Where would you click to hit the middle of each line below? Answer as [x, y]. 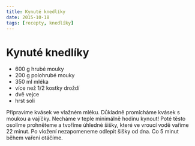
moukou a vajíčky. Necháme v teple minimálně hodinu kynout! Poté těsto [96, 119]
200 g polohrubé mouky [45, 75]
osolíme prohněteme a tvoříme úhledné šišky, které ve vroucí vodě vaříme [97, 125]
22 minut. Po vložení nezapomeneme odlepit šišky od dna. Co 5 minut [92, 132]
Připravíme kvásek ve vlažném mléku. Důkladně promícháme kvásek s [93, 112]
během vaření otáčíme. [34, 138]
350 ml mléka [32, 82]
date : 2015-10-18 [28, 17]
